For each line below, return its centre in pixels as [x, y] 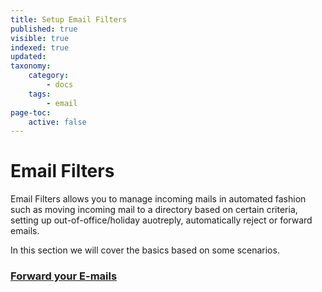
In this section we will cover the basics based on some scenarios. [145, 250]
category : [49, 76]
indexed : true [40, 47]
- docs [60, 85]
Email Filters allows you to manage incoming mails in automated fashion [158, 199]
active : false [57, 122]
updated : [28, 57]
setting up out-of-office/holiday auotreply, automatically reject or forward [161, 220]
